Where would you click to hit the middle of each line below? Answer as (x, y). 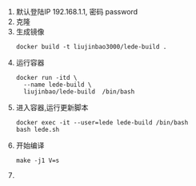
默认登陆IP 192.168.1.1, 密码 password (77, 12)
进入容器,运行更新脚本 (52, 107)
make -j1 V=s (38, 160)
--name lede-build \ (58, 85)
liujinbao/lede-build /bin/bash (79, 92)
